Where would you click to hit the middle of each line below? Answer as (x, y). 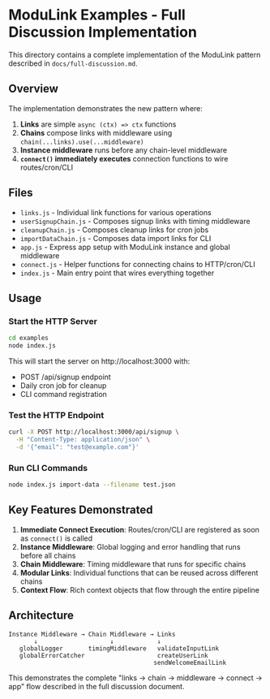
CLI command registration (64, 394)
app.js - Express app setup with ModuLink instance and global (125, 247)
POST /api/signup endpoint (65, 377)
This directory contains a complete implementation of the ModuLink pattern (135, 54)
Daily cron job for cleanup (63, 386)
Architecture (41, 616)
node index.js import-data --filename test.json (92, 485)
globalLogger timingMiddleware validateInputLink (119, 648)
